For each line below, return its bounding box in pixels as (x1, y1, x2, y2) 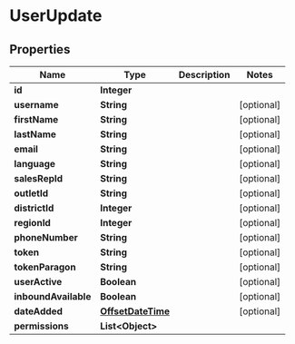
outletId (14, 187, 49, 200)
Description (178, 69, 231, 81)
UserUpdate (9, 5, 103, 26)
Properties (9, 42, 71, 57)
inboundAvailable (14, 290, 92, 302)
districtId (14, 201, 54, 214)
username (14, 99, 59, 111)
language (14, 158, 56, 170)
